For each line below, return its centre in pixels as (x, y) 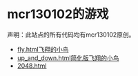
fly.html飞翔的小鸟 (43, 49)
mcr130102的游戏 (58, 14)
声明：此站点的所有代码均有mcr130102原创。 (71, 35)
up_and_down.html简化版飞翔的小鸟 (68, 58)
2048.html (32, 66)
